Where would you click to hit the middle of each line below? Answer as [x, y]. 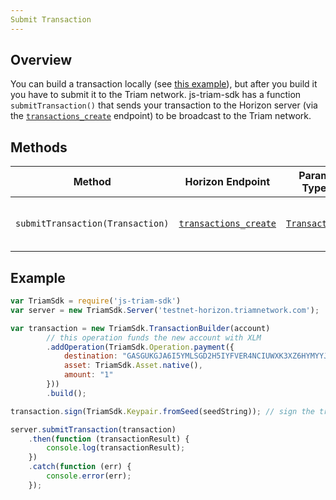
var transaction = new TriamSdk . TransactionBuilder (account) [140, 328]
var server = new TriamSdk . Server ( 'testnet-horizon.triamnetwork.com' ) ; [165, 310]
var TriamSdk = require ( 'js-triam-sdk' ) [96, 301]
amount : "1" [88, 375]
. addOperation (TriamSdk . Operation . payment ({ [140, 347]
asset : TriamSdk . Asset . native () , [133, 366]
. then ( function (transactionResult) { [109, 439]
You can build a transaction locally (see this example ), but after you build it [164, 84]
